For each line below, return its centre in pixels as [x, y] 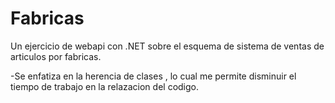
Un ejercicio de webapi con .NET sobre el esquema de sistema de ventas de [167, 46]
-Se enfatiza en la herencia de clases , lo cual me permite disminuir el [153, 76]
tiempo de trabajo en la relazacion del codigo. [105, 86]
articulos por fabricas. [56, 56]
